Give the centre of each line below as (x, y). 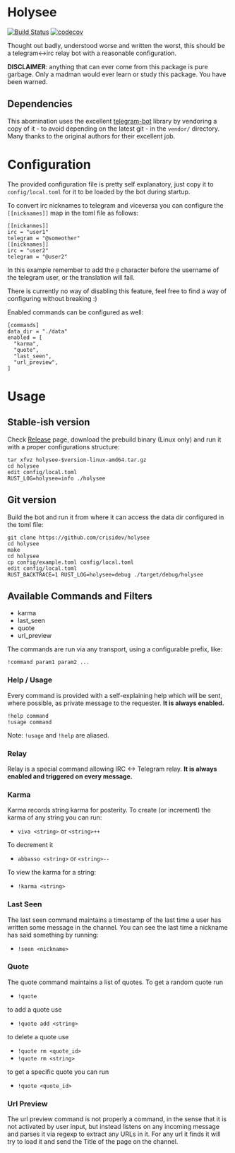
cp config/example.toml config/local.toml (71, 562)
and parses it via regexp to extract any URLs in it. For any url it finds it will (114, 1134)
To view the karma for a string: (52, 873)
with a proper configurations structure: (64, 447)
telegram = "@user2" (38, 256)
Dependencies (40, 104)
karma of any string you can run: (55, 817)
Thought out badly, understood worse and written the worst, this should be (116, 45)
